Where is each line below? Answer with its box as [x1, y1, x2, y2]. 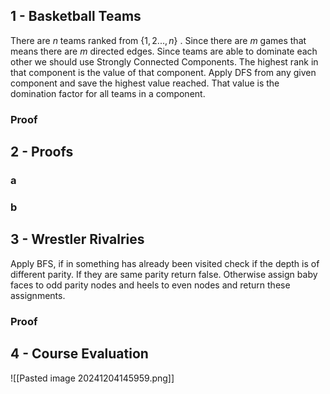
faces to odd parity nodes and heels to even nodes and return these [10, 279, 291, 291]
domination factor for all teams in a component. [10, 87, 206, 99]
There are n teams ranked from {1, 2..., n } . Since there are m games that [10, 34, 307, 46]
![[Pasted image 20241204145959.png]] [10, 372, 175, 384]
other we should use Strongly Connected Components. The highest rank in [10, 55, 319, 68]
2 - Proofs [10, 144, 74, 161]
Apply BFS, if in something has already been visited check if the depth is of [10, 257, 320, 269]
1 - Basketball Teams [10, 8, 142, 25]
